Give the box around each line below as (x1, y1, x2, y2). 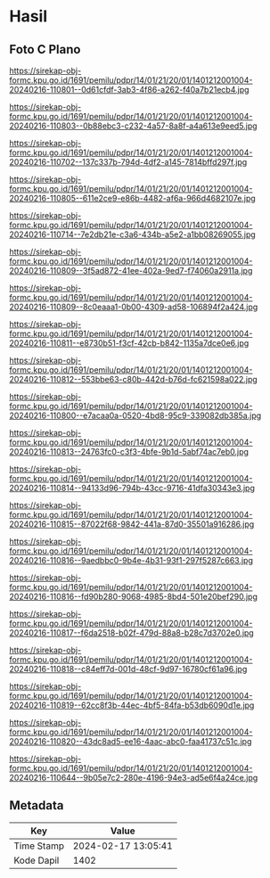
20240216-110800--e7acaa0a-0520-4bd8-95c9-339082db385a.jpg (9, 410, 262, 421)
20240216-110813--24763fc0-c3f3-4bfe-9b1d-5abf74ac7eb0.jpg (9, 447, 250, 456)
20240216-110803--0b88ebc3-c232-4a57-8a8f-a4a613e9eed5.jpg (9, 120, 258, 131)
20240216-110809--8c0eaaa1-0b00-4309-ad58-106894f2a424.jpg (9, 301, 258, 312)
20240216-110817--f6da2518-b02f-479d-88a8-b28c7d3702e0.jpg (9, 628, 254, 638)
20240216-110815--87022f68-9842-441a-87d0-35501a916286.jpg (9, 519, 255, 529)
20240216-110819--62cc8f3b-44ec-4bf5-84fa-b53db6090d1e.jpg (9, 700, 255, 710)
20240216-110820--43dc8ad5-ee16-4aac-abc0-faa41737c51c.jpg (9, 736, 252, 746)
